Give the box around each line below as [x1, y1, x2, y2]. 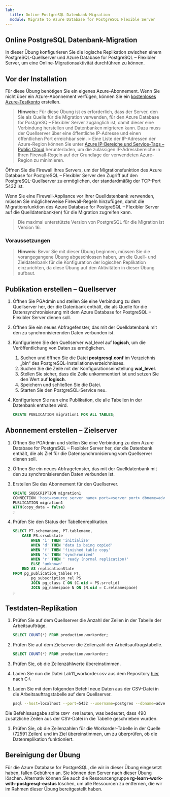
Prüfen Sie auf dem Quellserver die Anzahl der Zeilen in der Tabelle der [12, 617, 162, 623]
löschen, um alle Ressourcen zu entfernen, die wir [57, 780, 162, 786]
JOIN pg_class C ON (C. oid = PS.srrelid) [31, 580, 120, 585]
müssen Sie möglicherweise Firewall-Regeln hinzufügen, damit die [5, 198, 145, 204]
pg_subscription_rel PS [31, 575, 81, 581]
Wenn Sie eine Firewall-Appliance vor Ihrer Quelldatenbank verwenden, [5, 193, 155, 199]
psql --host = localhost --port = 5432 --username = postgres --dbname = [12, 701, 156, 706]
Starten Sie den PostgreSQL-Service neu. [20, 387, 107, 393]
